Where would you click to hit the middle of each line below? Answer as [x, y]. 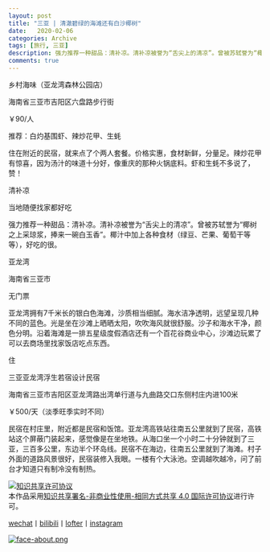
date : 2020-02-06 [41, 31]
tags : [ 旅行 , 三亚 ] [39, 46]
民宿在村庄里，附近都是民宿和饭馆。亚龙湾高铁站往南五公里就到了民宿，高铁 [135, 428]
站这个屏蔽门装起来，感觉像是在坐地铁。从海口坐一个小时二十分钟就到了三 [131, 439]
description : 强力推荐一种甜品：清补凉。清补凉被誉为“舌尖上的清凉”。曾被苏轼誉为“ [133, 53]
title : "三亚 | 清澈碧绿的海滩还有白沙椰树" [75, 23]
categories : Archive [43, 38]
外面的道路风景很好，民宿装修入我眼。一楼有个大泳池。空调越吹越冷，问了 [131, 459]
